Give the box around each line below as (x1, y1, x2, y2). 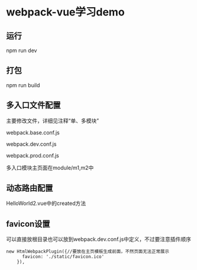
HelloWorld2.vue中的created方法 (6, 200, 86, 207)
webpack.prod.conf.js (6, 152, 59, 159)
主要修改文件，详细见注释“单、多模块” (6, 117, 99, 124)
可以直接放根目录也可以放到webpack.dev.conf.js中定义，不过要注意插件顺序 (6, 236, 191, 243)
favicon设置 (6, 218, 50, 229)
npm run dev (6, 47, 37, 54)
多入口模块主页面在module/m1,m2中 (6, 164, 94, 171)
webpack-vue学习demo (6, 5, 125, 19)
